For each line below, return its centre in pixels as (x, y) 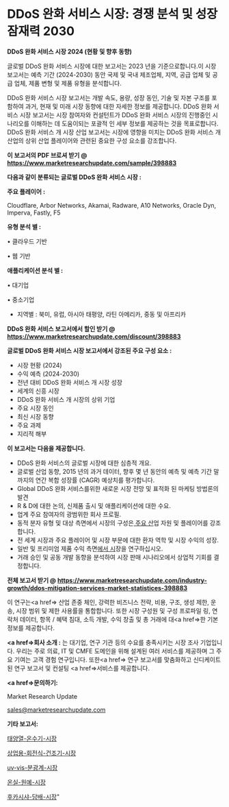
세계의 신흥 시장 (38, 391)
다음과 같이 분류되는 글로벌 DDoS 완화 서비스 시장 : (74, 177)
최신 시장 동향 (35, 416)
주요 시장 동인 (35, 408)
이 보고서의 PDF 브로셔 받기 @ (47, 155)
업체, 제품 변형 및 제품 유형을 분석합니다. (68, 83)
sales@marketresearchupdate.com (56, 710)
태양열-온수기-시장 (32, 738)
